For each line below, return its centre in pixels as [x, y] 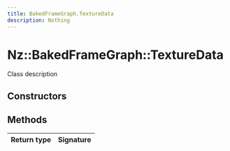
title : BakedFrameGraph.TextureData [60, 14]
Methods [27, 120]
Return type [31, 139]
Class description [33, 74]
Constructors [37, 96]
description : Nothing [39, 20]
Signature [75, 139]
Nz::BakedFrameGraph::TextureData [115, 55]
